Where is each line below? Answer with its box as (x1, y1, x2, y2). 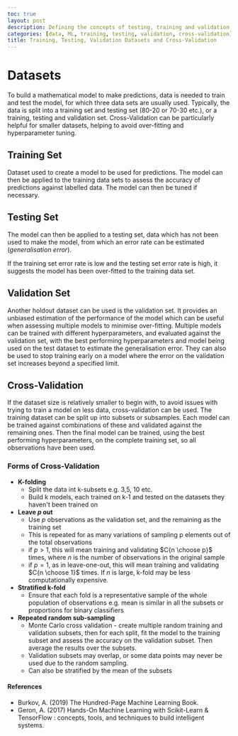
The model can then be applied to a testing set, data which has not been (7, 230, 219, 239)
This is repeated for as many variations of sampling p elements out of (28, 530, 231, 539)
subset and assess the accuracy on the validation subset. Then (28, 636, 212, 644)
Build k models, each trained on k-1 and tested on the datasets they (28, 492, 225, 501)
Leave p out (17, 507, 53, 516)
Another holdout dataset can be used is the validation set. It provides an (7, 306, 217, 315)
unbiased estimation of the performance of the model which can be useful (7, 313, 225, 322)
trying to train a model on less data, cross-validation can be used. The (7, 406, 212, 414)
